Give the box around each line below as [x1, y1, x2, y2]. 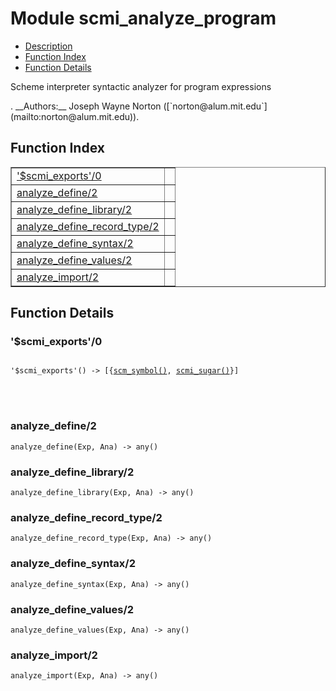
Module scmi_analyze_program [10, 7, 277, 30]
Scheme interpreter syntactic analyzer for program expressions [10, 80, 272, 92]
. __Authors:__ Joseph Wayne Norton [10, 100, 162, 112]
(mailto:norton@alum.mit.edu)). [10, 110, 140, 122]
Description [24, 40, 73, 52]
